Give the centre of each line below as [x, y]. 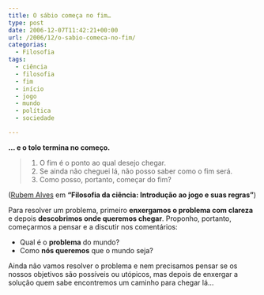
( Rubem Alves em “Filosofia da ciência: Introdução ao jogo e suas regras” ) [132, 195]
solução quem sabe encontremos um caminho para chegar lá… [111, 282]
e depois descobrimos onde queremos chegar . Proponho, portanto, [120, 218]
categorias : [28, 45]
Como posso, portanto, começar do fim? [105, 179]
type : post [26, 23]
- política [33, 111]
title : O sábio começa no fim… [60, 15]
